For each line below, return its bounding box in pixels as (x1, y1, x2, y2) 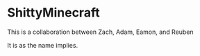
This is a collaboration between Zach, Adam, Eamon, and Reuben (7, 28, 194, 36)
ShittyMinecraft (7, 5, 100, 21)
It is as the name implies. (7, 41, 78, 49)
